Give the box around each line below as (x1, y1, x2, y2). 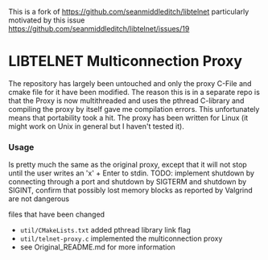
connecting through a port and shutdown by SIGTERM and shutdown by (8, 177, 247, 187)
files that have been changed (8, 209, 105, 220)
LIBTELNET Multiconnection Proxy (8, 52, 243, 71)
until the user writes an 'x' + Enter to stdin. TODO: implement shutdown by (8, 168, 255, 178)
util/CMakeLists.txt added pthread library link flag (19, 225, 192, 235)
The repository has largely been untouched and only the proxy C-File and (8, 78, 252, 88)
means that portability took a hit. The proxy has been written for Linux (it (8, 113, 249, 122)
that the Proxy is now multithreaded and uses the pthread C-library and (8, 96, 245, 105)
